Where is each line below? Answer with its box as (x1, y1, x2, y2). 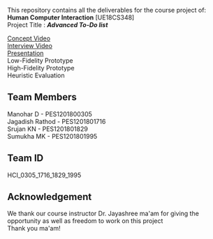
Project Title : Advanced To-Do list (7, 21, 108, 29)
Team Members (7, 91, 77, 103)
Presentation (7, 49, 44, 57)
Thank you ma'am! (7, 224, 61, 233)
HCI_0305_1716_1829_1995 (7, 171, 82, 179)
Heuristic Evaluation (7, 71, 65, 79)
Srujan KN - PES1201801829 (7, 125, 89, 133)
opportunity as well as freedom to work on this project (7, 217, 163, 225)
